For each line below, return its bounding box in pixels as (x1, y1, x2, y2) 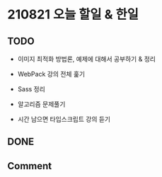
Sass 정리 (17, 85, 46, 93)
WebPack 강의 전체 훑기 (17, 70, 86, 78)
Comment (7, 160, 52, 172)
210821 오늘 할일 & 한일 (7, 6, 139, 23)
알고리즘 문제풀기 (17, 100, 66, 108)
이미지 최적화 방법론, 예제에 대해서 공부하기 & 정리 (17, 55, 156, 63)
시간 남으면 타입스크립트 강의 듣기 (17, 115, 111, 123)
